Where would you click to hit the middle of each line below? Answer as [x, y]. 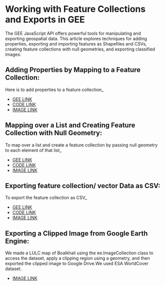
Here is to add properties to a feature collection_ [55, 90]
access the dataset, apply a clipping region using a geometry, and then [78, 258]
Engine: [17, 241]
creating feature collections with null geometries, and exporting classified [80, 49]
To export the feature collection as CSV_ [46, 198]
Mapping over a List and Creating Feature [70, 125]
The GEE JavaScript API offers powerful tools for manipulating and [73, 33]
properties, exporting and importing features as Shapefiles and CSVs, [76, 44]
